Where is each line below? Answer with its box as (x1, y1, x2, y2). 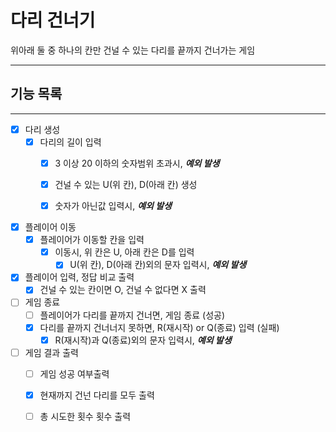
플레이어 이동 (24, 221, 77, 233)
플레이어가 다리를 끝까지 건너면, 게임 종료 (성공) (39, 309, 226, 321)
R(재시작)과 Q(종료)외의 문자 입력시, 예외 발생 (54, 334, 232, 346)
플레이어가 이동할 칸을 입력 (39, 234, 145, 246)
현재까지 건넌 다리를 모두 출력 (39, 389, 155, 401)
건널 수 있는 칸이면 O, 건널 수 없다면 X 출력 (39, 284, 207, 296)
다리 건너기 (10, 9, 96, 32)
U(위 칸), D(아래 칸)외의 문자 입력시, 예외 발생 (69, 259, 247, 271)
